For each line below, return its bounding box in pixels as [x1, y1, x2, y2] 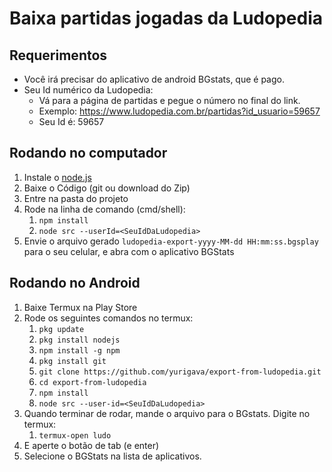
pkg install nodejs [38, 335, 121, 345]
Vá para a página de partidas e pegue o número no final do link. [38, 95, 301, 106]
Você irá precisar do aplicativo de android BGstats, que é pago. [23, 73, 285, 85]
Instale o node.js [23, 171, 92, 183]
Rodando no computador [9, 145, 168, 162]
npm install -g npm [38, 345, 121, 356]
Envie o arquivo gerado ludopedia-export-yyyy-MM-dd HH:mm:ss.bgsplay [23, 235, 319, 247]
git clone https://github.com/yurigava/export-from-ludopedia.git [38, 367, 322, 377]
